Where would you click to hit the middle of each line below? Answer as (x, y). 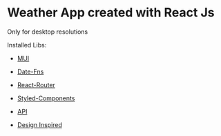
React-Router (36, 84)
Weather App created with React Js (111, 13)
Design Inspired (39, 124)
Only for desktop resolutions (48, 32)
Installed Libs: (27, 45)
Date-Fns (30, 71)
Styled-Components (46, 98)
